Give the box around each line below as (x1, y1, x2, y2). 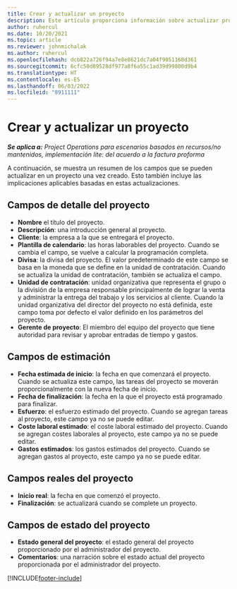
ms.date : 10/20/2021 (7, 30, 68, 37)
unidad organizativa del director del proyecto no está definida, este (17, 300, 213, 309)
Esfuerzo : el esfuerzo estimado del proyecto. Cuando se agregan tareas (17, 407, 228, 415)
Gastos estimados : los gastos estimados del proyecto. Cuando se (17, 444, 210, 453)
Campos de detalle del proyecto (7, 199, 150, 212)
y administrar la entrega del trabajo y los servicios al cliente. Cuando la (17, 293, 224, 301)
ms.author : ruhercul (7, 50, 68, 57)
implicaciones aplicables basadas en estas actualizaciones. (7, 179, 181, 188)
